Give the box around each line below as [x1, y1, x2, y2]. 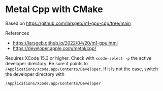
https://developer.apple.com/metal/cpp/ [12, 45, 96, 51]
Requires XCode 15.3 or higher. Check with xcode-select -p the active [5, 55, 152, 61]
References [5, 30, 29, 36]
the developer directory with [5, 71, 64, 77]
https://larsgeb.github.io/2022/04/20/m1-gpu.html [12, 39, 118, 46]
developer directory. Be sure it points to [5, 60, 88, 66]
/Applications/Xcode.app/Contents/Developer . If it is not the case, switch [5, 66, 158, 72]
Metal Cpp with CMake [5, 4, 103, 15]
